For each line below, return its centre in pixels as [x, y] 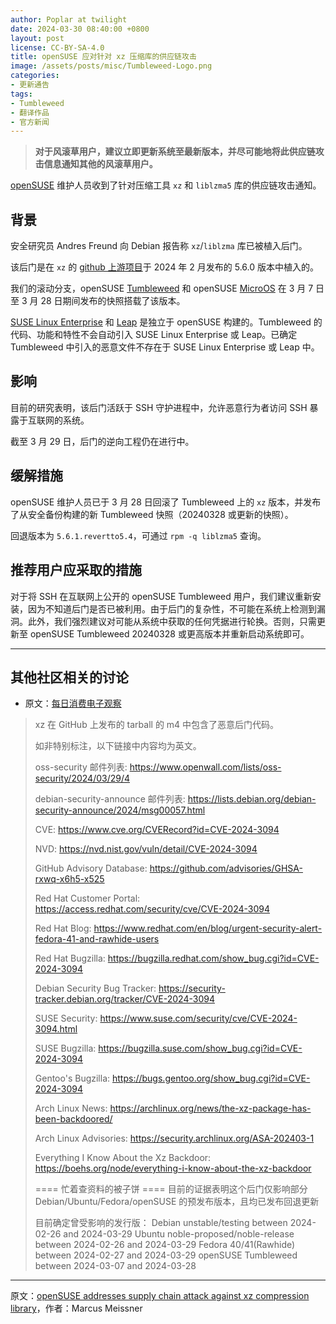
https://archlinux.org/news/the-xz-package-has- [210, 1108]
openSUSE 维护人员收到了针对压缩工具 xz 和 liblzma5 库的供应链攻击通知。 [166, 185]
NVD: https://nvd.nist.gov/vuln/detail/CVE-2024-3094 [146, 849]
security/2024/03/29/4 [82, 778]
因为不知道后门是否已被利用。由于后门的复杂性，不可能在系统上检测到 [172, 608]
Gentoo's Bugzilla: [72, 1078]
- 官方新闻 [30, 122]
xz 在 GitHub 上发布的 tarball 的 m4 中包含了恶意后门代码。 [157, 725]
